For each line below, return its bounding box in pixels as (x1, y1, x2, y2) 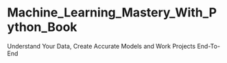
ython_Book (7, 19, 77, 35)
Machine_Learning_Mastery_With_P (7, 5, 217, 21)
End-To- (197, 42, 221, 50)
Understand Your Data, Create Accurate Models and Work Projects (7, 42, 196, 50)
